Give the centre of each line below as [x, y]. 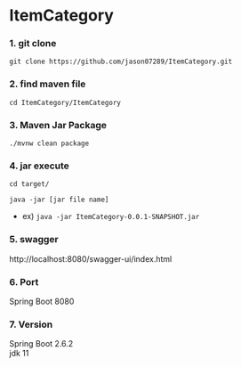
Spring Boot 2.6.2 [41, 344]
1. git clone [33, 44]
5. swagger [34, 240]
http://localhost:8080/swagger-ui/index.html [91, 258]
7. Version [31, 324]
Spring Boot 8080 [42, 301]
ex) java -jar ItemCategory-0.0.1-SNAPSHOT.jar [111, 216]
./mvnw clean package [49, 143]
